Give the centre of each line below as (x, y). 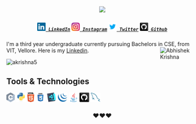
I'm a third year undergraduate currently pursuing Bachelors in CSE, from (98, 44)
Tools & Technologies (48, 81)
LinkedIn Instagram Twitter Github (108, 29)
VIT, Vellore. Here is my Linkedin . (48, 51)
